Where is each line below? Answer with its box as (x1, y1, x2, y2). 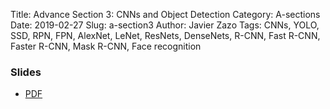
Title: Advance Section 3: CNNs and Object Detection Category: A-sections (10, 9, 321, 20)
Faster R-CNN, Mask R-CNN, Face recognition (10, 40, 202, 52)
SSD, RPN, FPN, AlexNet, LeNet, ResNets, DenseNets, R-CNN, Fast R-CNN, (10, 30, 321, 41)
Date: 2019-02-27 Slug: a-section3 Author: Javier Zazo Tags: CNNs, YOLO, (10, 19, 320, 31)
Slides (10, 65, 42, 79)
